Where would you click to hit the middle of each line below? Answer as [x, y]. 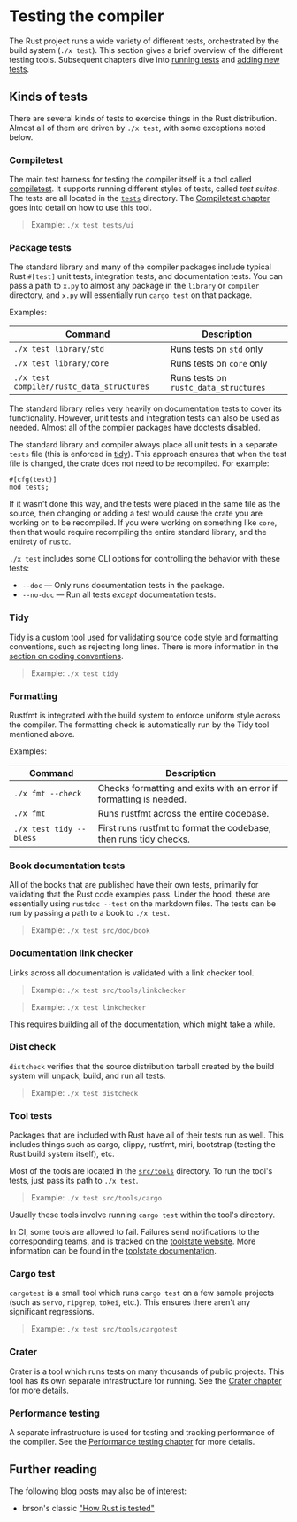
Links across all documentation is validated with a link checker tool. [132, 973]
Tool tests [31, 1115]
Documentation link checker [71, 953]
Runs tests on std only [217, 349]
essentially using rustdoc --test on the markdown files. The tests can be [143, 904]
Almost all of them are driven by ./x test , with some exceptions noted [138, 128]
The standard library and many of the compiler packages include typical [141, 267]
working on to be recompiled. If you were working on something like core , [143, 523]
